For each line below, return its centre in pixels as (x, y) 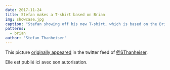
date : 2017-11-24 (24, 10)
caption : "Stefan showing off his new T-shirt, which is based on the (81, 24)
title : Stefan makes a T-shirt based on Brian (55, 15)
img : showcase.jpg (25, 19)
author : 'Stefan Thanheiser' (36, 38)
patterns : (16, 29)
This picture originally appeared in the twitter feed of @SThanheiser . (77, 52)
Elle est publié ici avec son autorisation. (46, 62)
